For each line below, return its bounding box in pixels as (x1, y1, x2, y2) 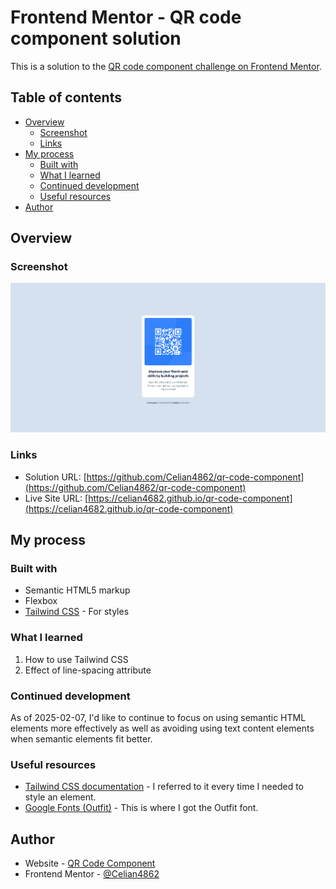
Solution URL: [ (24, 471, 87, 483)
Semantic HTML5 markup (24, 584, 131, 596)
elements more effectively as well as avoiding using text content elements (10, 722, 315, 734)
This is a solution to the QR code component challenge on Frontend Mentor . (10, 60, 322, 72)
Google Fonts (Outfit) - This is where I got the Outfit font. (24, 802, 259, 814)
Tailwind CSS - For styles (24, 606, 130, 618)
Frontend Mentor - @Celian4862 (24, 868, 160, 880)
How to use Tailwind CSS (24, 653, 129, 665)
